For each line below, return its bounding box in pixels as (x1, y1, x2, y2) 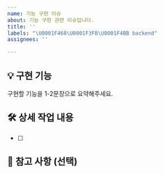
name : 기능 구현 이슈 (7, 10, 61, 17)
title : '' (7, 23, 36, 30)
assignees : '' (7, 36, 49, 43)
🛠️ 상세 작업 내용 (7, 112, 74, 124)
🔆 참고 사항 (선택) (7, 156, 78, 168)
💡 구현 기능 (7, 70, 52, 81)
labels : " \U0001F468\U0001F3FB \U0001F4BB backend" (7, 29, 158, 37)
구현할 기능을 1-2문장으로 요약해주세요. (7, 89, 114, 97)
